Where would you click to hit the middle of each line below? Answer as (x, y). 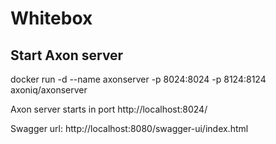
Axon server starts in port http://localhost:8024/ (109, 109)
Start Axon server (67, 55)
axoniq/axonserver (49, 90)
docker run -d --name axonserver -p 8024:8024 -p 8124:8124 (138, 79)
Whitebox (51, 18)
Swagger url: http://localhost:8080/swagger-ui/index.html (129, 128)
